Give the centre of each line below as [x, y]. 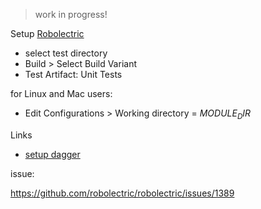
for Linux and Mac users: [61, 93]
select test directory [66, 53]
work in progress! [71, 14]
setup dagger [52, 154]
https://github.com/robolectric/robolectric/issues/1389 [122, 193]
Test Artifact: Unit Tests [73, 74]
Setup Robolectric [47, 33]
